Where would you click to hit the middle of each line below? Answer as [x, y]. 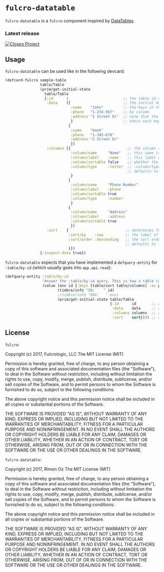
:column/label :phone [96, 189]
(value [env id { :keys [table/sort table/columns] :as [99, 286]
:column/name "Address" [99, 212]
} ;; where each [111, 121]
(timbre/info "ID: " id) [86, 290]
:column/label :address [98, 217]
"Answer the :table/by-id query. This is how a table [98, 281]
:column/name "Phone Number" [104, 185]
